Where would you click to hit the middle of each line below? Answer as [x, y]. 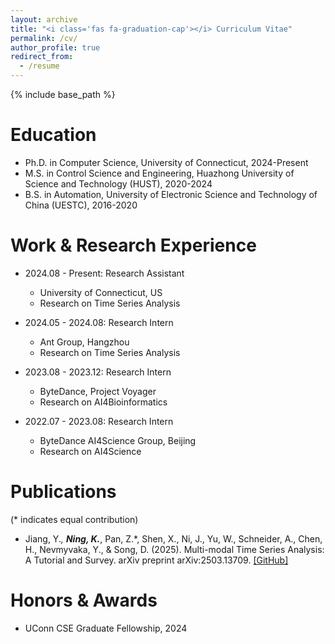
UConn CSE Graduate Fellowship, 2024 [106, 628]
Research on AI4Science [90, 451]
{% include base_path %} [63, 94]
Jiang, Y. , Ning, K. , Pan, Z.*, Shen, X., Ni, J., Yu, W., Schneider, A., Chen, [173, 538]
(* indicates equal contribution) [74, 519]
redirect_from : [42, 57]
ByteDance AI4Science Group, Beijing [118, 440]
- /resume [39, 66]
